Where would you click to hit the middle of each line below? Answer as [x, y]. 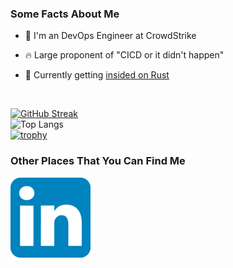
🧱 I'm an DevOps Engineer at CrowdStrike [110, 36]
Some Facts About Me [65, 14]
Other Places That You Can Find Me [98, 161]
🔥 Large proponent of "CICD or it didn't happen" [124, 55]
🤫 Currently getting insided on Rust [97, 75]
